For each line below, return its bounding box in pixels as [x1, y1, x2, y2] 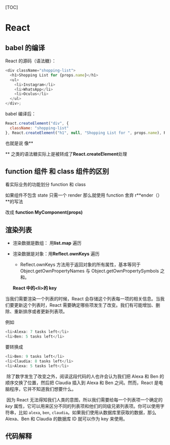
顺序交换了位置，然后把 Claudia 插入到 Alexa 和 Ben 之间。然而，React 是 [5, 380, 159, 386]
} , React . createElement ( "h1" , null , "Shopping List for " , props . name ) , [5, 130, 162, 135]
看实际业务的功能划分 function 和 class [5, 181, 86, 188]
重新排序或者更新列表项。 [14, 309, 67, 315]
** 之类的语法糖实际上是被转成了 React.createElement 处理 [5, 151, 127, 157]
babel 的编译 [5, 43, 46, 52]
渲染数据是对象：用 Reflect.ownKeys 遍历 [12, 251, 100, 257]
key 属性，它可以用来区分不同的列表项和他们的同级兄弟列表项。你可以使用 [5, 403, 160, 409]
